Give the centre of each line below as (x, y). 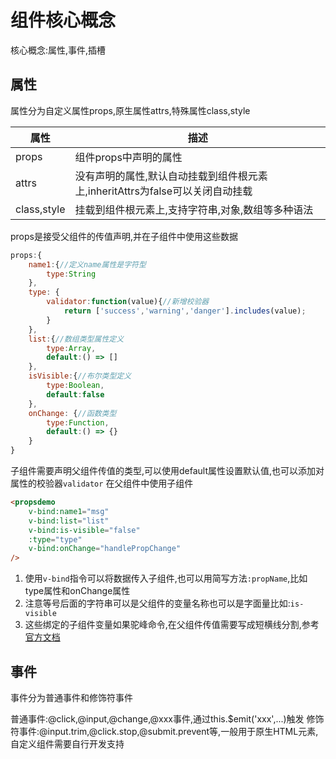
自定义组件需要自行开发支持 (67, 743)
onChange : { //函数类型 (72, 413)
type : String (71, 274)
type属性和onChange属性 (77, 591)
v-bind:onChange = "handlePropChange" (105, 549)
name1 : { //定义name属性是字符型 (87, 264)
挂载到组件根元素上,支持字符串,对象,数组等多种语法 (194, 209)
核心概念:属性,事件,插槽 (58, 50)
